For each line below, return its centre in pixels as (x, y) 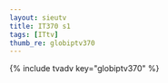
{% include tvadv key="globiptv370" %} (84, 69)
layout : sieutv (38, 18)
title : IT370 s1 (40, 26)
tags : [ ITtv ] (34, 34)
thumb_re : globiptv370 (52, 43)
